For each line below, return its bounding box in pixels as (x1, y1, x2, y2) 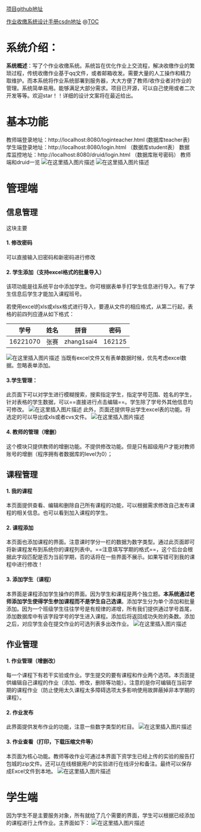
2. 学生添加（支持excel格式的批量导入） (6, 268, 105, 275)
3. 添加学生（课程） (6, 576, 55, 583)
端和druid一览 (6, 158, 41, 166)
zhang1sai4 (64, 338, 98, 346)
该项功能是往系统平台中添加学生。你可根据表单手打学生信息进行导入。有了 (6, 283, 190, 290)
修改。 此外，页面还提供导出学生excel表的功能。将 (11, 406, 191, 413)
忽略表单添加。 (16, 362, 54, 369)
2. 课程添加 (6, 524, 34, 531)
